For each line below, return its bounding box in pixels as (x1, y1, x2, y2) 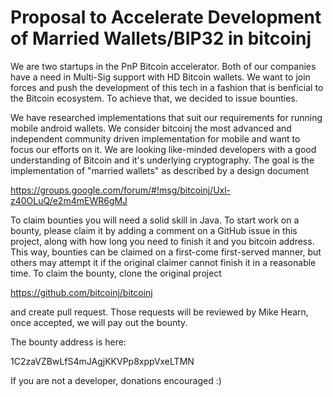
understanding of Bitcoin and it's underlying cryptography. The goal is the (10, 154, 315, 166)
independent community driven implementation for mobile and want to (10, 132, 301, 145)
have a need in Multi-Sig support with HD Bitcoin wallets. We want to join (10, 71, 311, 83)
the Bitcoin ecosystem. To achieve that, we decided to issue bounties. (10, 92, 298, 104)
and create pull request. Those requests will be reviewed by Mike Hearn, (10, 306, 309, 318)
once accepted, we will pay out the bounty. (10, 316, 188, 328)
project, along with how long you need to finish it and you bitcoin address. (10, 235, 315, 247)
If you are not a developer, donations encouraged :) (10, 374, 222, 386)
